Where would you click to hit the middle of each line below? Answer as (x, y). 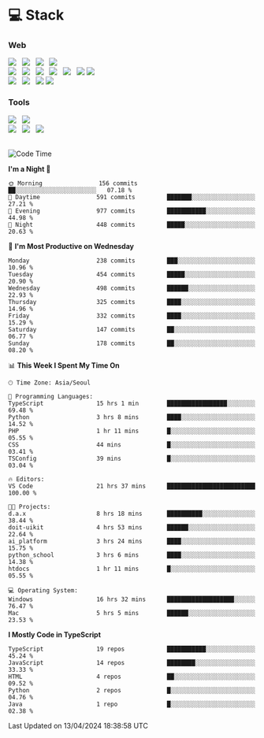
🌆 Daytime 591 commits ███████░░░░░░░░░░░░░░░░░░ (132, 197)
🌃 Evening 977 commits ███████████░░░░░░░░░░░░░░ (132, 211)
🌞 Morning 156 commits (73, 183)
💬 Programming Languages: (50, 396)
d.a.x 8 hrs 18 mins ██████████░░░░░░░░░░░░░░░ (132, 514)
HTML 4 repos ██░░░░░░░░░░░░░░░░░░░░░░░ (132, 677)
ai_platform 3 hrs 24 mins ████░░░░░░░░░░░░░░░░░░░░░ (132, 541)
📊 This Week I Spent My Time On (64, 365)
